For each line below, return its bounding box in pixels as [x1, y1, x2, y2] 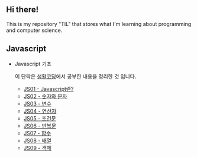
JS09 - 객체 [23, 144, 52, 151]
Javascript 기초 [14, 60, 52, 67]
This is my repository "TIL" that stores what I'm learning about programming [6, 20, 192, 27]
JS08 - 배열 [23, 137, 52, 144]
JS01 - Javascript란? [23, 85, 74, 92]
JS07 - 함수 [23, 129, 51, 136]
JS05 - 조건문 [23, 115, 56, 122]
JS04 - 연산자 [23, 107, 57, 115]
